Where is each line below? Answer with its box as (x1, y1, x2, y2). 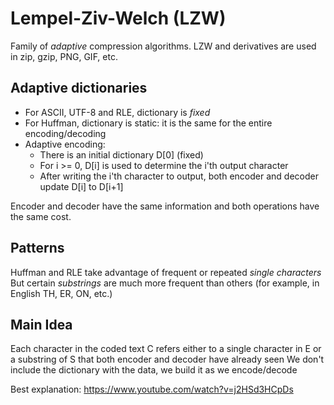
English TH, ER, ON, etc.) (10, 287, 113, 299)
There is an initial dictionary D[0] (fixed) (39, 148, 204, 161)
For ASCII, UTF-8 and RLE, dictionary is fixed (24, 106, 211, 118)
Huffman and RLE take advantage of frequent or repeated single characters (10, 266, 322, 278)
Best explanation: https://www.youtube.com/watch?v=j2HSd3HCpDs (10, 383, 294, 396)
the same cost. (10, 210, 72, 222)
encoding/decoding (24, 127, 107, 139)
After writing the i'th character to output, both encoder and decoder (39, 170, 319, 182)
